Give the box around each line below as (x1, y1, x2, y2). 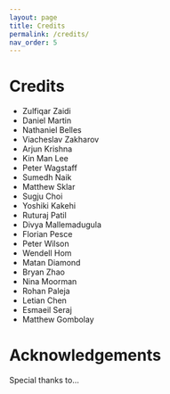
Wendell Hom (21, 248, 72, 259)
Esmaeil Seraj (21, 305, 73, 316)
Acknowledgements (9, 345, 162, 365)
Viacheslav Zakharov (21, 135, 100, 145)
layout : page (9, 12, 58, 22)
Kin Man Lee (21, 153, 69, 164)
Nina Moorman (21, 276, 77, 287)
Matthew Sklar (21, 182, 76, 193)
